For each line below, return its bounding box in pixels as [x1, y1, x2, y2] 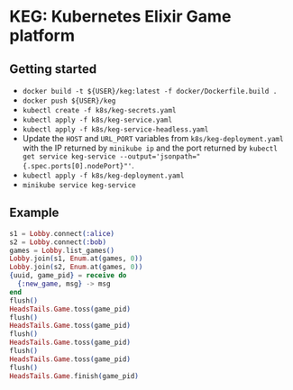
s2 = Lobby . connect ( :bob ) [9, 237, 106, 247]
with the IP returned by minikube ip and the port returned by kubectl [22, 142, 278, 153]
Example [9, 205, 60, 221]
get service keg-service [22, 152, 116, 161]
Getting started [9, 61, 97, 77]
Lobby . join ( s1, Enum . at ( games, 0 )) [9, 254, 143, 263]
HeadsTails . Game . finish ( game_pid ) [9, 371, 140, 380]
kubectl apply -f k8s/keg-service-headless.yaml [22, 125, 209, 134]
